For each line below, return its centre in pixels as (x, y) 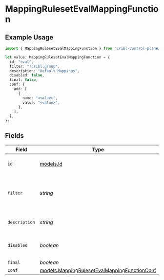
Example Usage (29, 37)
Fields (15, 136)
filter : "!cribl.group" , (35, 66)
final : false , (24, 80)
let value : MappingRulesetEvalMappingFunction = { (58, 57)
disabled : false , (27, 75)
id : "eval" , (22, 62)
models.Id (51, 164)
